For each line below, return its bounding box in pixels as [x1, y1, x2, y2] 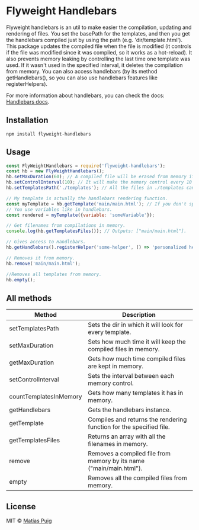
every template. [88, 328, 131, 336]
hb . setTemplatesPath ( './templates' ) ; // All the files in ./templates [6, 185, 184, 191]
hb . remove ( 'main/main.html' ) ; [6, 261, 81, 266]
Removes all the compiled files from [88, 474, 188, 482]
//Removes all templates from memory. [6, 271, 102, 277]
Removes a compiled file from [88, 449, 171, 458]
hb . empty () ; [6, 277, 36, 282]
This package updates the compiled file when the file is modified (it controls [6, 43, 191, 50]
